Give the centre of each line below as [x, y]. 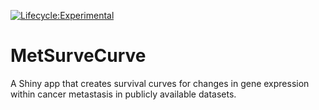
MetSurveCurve [78, 56]
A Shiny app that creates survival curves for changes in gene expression [160, 83]
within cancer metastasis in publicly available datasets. [123, 94]
